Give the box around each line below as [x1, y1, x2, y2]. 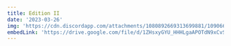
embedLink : [7, 28, 38, 36]
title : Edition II [7, 9, 60, 17]
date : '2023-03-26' [7, 16, 63, 23]
